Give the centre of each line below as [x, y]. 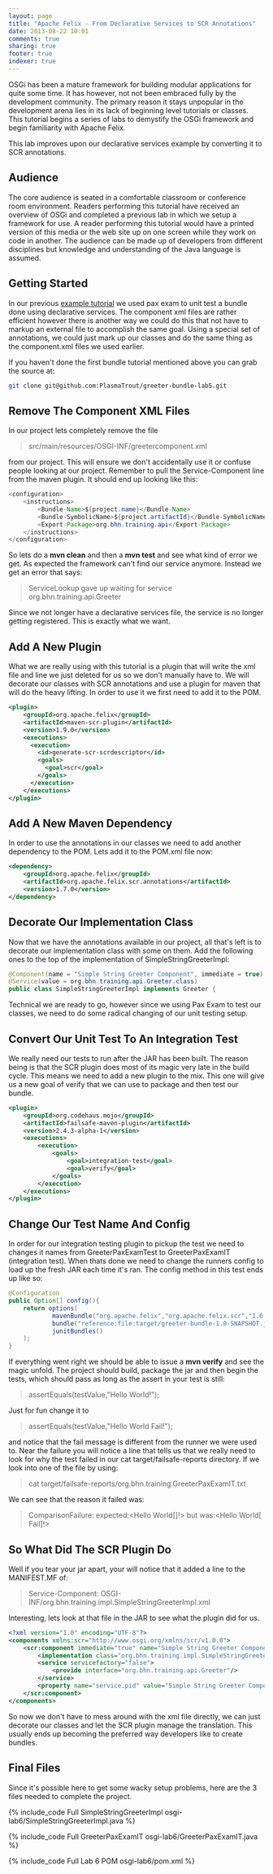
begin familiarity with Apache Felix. [67, 128]
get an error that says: [45, 572]
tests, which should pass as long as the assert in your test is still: [117, 1379]
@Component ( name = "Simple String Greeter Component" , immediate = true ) [136, 974]
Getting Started [48, 284]
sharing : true [32, 46]
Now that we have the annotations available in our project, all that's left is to [135, 941]
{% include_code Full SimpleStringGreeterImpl [86, 1812]
